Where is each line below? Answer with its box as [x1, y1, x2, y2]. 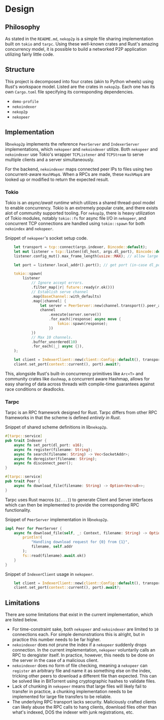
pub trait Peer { [5, 479, 41, 484]
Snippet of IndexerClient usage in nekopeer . [5, 571, 94, 577]
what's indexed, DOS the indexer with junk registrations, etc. [12, 709, 134, 715]
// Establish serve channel [31, 289, 89, 294]
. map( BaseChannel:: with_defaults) [31, 294, 102, 299]
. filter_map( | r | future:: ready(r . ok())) [31, 285, 115, 290]
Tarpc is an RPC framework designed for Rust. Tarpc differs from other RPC [5, 409, 158, 416]
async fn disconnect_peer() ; [14, 461, 73, 466]
